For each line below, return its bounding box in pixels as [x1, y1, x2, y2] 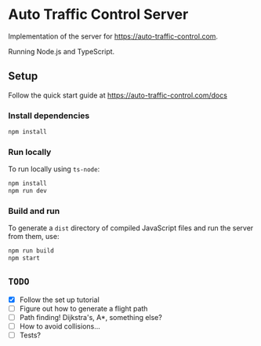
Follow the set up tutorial [19, 295, 100, 304]
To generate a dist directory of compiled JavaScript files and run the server [8, 223, 254, 233]
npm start [8, 254, 41, 263]
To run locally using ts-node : [8, 164, 100, 174]
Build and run [8, 205, 60, 216]
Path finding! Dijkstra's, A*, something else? [19, 312, 162, 322]
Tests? [19, 330, 42, 340]
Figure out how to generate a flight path [19, 304, 148, 313]
